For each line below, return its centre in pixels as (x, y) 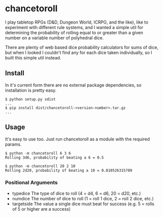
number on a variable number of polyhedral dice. (54, 38)
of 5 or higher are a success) (41, 209)
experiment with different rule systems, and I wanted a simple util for (74, 27)
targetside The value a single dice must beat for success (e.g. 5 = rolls (83, 204)
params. (13, 144)
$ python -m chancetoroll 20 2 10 (40, 166)
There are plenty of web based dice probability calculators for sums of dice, (82, 47)
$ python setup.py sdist (30, 99)
